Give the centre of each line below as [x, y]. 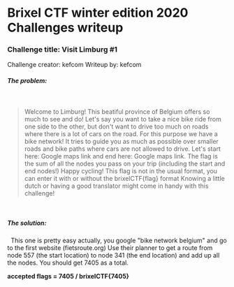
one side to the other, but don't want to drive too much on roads [116, 126]
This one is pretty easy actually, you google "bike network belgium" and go [118, 241]
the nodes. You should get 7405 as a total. [68, 263]
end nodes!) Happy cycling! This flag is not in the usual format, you [121, 171]
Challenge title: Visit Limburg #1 [62, 50]
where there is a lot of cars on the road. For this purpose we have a [121, 134]
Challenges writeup [65, 28]
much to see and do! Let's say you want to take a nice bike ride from [123, 119]
